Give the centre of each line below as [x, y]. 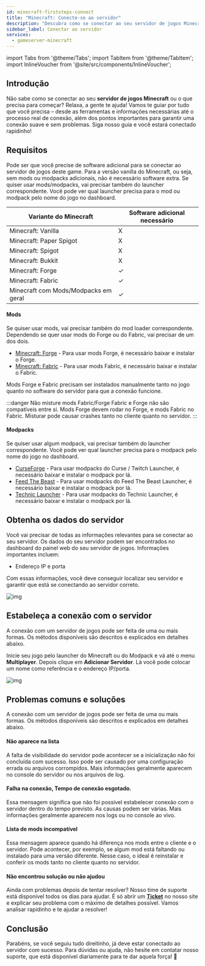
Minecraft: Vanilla [34, 230]
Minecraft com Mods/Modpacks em [61, 290]
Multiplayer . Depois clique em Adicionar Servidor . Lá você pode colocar [99, 662]
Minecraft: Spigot [34, 251]
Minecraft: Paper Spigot [43, 241]
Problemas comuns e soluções [66, 700]
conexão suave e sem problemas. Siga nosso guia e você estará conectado [101, 124]
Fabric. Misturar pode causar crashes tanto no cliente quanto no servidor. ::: [102, 416]
